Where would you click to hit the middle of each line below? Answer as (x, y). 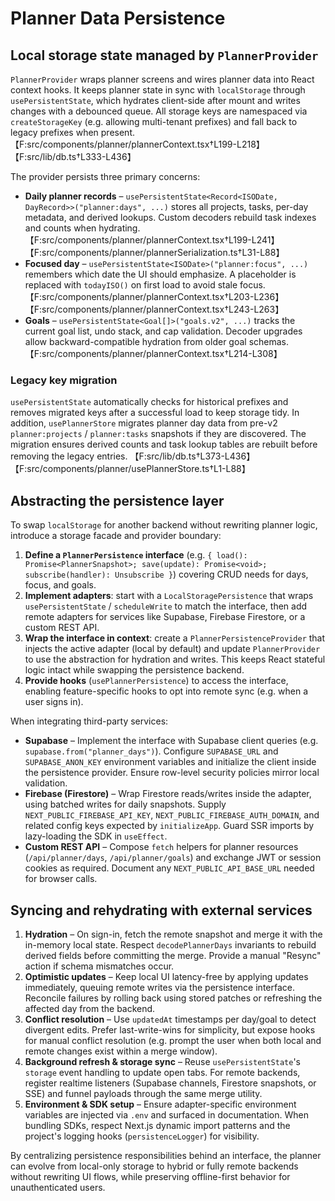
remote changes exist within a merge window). (121, 1051)
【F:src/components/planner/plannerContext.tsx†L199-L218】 (137, 144)
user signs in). (54, 702)
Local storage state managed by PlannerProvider (164, 55)
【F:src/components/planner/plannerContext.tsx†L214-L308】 (153, 353)
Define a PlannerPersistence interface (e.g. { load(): (136, 555)
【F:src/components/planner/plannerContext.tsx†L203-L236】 (154, 296)
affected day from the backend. (90, 1008)
